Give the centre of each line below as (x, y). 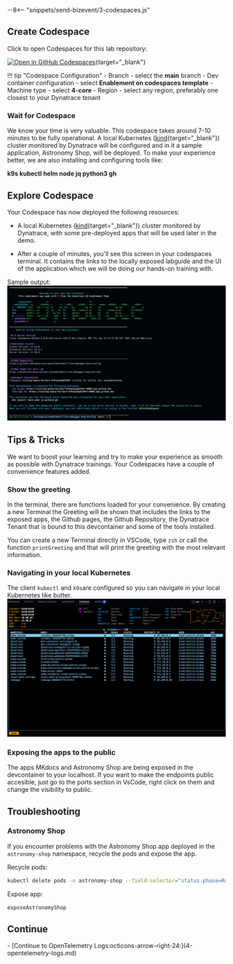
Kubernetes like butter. (40, 595)
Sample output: (29, 282)
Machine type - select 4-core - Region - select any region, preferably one (113, 90)
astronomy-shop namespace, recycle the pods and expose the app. (102, 854)
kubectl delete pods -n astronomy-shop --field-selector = (93, 881)
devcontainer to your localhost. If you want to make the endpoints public (111, 775)
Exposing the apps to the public (61, 752)
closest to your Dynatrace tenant (54, 97)
